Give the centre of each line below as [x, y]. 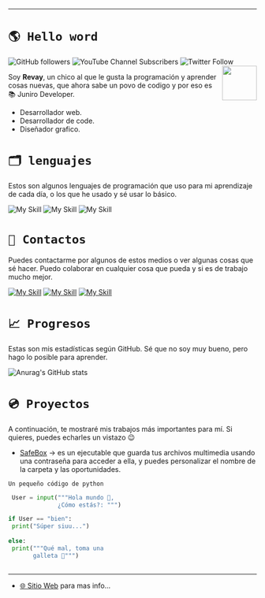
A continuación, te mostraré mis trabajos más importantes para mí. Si [120, 429]
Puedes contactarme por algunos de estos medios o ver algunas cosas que [131, 260]
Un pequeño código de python [56, 484]
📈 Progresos [50, 324]
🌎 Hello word [53, 37]
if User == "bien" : [40, 519]
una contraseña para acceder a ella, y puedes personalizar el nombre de [138, 461]
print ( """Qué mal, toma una [58, 548]
